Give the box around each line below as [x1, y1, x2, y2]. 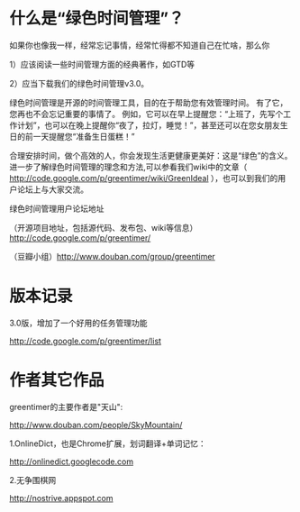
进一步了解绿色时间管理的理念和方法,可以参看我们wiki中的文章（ [9, 161, 248, 172]
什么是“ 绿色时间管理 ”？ [9, 8, 185, 29]
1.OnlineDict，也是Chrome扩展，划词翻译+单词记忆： [9, 438, 207, 449]
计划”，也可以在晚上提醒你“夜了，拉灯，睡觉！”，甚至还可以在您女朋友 [16, 119, 281, 131]
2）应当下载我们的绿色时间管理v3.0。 [9, 78, 150, 88]
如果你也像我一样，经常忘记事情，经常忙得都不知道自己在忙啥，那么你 [9, 40, 270, 50]
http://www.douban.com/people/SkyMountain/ [9, 419, 183, 430]
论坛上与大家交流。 [16, 184, 88, 195]
